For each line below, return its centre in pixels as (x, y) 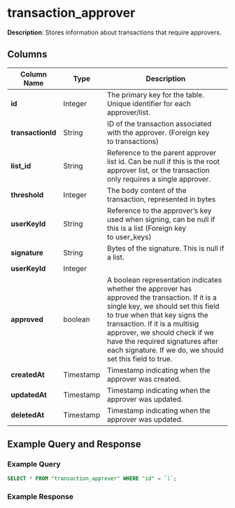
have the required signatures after (163, 341)
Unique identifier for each (149, 103)
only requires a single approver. (159, 179)
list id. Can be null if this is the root (164, 161)
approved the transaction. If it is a (162, 298)
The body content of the (147, 190)
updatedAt (29, 394)
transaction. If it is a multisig (153, 323)
